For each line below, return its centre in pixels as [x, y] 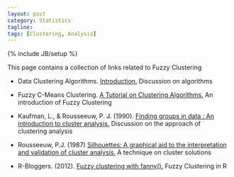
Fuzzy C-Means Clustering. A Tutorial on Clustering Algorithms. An [115, 95]
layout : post [27, 14]
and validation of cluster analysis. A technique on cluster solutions [114, 152]
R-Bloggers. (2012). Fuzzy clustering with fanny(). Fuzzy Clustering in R [122, 166]
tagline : [20, 27]
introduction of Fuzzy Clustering [65, 103]
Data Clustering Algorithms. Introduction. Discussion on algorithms [115, 81]
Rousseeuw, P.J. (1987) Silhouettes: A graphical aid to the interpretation [122, 145]
